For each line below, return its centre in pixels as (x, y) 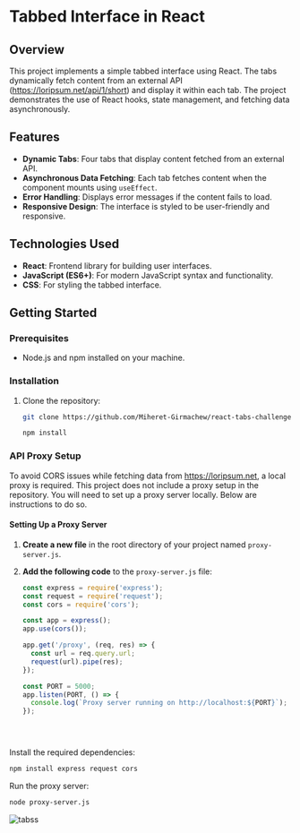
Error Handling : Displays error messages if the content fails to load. (147, 197)
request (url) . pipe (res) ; (77, 661)
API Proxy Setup (46, 456)
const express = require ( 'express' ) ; (93, 588)
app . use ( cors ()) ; (55, 629)
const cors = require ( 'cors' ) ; (81, 605)
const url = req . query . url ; (83, 654)
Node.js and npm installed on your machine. (103, 358)
